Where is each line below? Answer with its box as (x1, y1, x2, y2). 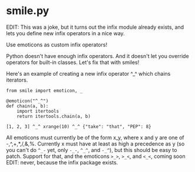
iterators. (6, 76, 28, 83)
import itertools (16, 108, 60, 114)
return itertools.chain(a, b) (16, 113, 91, 119)
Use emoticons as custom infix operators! (6, 41, 108, 48)
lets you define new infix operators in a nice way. (6, 29, 125, 36)
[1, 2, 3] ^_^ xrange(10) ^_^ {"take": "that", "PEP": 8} (6, 123, 151, 130)
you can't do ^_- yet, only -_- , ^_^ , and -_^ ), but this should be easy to (6, 146, 177, 153)
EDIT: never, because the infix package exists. (6, 158, 118, 166)
